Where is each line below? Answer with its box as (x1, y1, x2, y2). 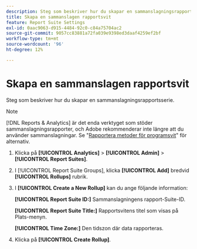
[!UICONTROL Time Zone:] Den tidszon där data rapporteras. (14, 224, 164, 231)
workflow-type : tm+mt (6, 36, 59, 42)
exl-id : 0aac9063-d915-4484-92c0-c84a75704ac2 (6, 25, 122, 31)
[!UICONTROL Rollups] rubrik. (14, 173, 88, 180)
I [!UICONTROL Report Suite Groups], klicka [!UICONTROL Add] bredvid (14, 166, 189, 173)
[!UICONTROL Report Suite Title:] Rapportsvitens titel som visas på (14, 207, 179, 214)
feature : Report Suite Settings (6, 19, 85, 25)
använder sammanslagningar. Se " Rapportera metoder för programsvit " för (6, 131, 187, 138)
